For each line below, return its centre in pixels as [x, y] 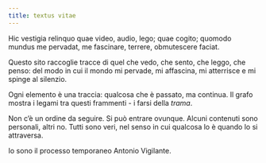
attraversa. [26, 135]
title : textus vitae [42, 16]
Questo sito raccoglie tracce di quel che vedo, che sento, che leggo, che [127, 62]
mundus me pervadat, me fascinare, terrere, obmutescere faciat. [114, 47]
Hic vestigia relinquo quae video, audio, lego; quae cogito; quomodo [120, 38]
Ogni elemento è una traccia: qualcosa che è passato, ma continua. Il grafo [131, 94]
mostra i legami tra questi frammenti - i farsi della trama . [100, 103]
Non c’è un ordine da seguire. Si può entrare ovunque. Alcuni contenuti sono [133, 118]
